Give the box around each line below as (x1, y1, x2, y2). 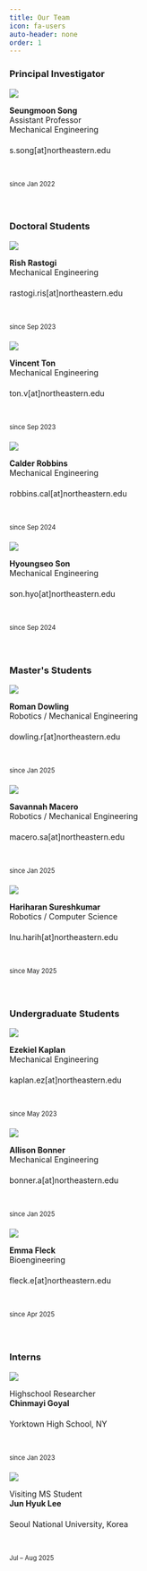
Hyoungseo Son (9, 557, 71, 569)
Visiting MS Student (9, 1489, 82, 1499)
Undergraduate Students (9, 1007, 120, 1020)
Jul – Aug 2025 (9, 1553, 55, 1562)
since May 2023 (9, 1109, 57, 1118)
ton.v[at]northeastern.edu (9, 387, 105, 399)
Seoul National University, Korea (9, 1518, 128, 1529)
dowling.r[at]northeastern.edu (9, 731, 121, 742)
